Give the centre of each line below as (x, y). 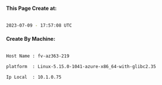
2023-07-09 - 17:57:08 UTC (39, 26)
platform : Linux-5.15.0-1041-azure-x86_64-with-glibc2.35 (81, 67)
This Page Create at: (31, 8)
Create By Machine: (31, 38)
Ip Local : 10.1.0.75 (34, 77)
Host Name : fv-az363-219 (38, 56)
